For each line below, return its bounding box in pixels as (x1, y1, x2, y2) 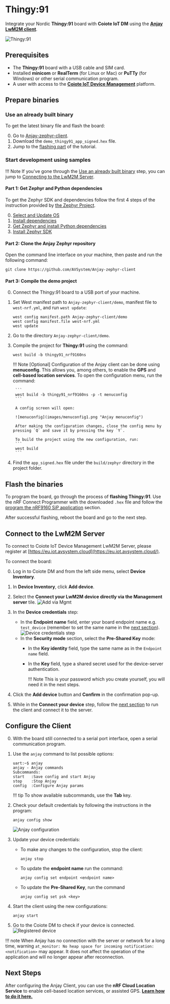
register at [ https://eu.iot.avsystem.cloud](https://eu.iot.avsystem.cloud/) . (5, 548, 160, 554)
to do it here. (5, 993, 33, 999)
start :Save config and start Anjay (12, 774, 95, 779)
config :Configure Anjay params (12, 783, 84, 788)
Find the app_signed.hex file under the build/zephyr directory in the (12, 459, 155, 466)
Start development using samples (5, 157, 91, 164)
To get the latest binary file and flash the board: (5, 123, 105, 129)
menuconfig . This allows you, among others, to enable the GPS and (12, 367, 156, 373)
